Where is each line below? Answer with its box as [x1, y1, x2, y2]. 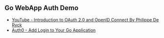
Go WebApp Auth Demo [4, 4, 79, 12]
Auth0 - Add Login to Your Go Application [11, 27, 96, 33]
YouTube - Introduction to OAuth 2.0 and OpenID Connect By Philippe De [11, 17, 159, 22]
